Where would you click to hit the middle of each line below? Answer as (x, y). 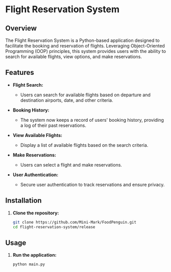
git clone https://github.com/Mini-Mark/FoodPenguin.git (75, 222)
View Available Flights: (38, 135)
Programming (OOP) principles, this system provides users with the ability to (86, 51)
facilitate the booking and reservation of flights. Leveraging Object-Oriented (85, 46)
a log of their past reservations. (53, 125)
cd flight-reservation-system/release (54, 227)
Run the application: (35, 255)
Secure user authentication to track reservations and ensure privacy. (92, 184)
